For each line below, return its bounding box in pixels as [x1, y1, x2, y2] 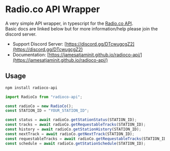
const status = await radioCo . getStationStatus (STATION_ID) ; [5, 118, 137, 123]
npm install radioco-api [5, 85, 58, 90]
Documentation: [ [12, 52, 49, 58]
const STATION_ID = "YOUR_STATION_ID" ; [5, 108, 90, 114]
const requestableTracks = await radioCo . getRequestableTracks [5, 136, 142, 141]
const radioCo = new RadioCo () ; [5, 103, 73, 108]
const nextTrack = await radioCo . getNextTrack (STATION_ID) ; [5, 131, 135, 136]
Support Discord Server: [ [12, 41, 67, 47]
